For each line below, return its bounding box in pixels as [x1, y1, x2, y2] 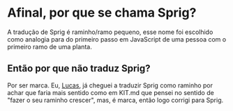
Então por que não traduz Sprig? [7, 62, 151, 74]
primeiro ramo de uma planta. [7, 42, 92, 51]
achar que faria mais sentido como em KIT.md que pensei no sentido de [7, 88, 214, 96]
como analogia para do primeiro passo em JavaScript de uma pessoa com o [7, 35, 227, 43]
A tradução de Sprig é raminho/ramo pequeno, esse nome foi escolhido [7, 28, 213, 36]
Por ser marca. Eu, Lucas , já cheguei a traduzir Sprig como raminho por [7, 81, 213, 89]
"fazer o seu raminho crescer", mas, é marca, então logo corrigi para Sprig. [7, 96, 224, 104]
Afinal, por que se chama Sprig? [7, 5, 197, 21]
